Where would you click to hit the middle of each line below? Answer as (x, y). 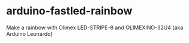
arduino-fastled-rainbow (69, 11)
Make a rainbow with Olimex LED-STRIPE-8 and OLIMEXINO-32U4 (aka (95, 27)
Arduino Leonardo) (29, 33)
